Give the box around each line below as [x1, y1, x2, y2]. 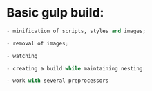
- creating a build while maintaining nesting [6, 65, 143, 72]
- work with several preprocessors [6, 77, 109, 84]
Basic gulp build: [6, 5, 104, 21]
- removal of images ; [6, 40, 69, 47]
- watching [6, 52, 38, 59]
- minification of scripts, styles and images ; [6, 28, 146, 34]
